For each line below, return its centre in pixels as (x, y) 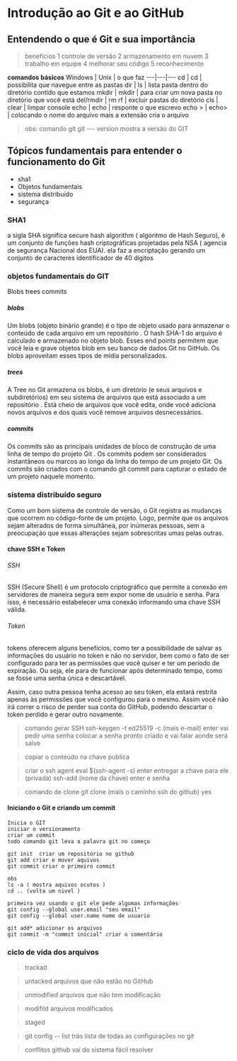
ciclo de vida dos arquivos (53, 952)
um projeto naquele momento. (51, 476)
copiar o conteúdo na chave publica (77, 757)
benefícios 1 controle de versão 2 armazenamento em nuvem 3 (116, 56)
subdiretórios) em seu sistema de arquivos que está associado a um (107, 397)
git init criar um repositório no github (71, 854)
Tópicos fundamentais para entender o (95, 151)
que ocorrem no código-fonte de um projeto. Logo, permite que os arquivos (118, 517)
